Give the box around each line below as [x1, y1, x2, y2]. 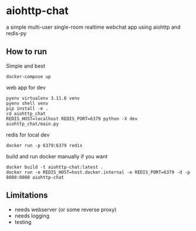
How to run [6, 47, 48, 57]
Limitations [6, 191, 48, 201]
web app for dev [6, 84, 46, 91]
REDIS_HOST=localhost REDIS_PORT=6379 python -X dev [6, 116, 138, 121]
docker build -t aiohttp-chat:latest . [6, 164, 104, 170]
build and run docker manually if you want [6, 152, 108, 159]
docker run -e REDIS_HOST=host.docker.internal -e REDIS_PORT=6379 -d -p [6, 169, 191, 175]
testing [14, 218, 32, 225]
